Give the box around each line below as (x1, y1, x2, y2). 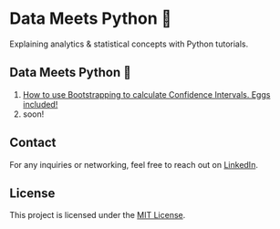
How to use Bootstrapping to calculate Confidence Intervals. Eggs (22, 88, 271, 99)
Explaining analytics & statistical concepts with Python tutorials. (9, 38, 249, 49)
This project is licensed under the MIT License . (9, 210, 186, 221)
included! (22, 99, 58, 109)
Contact (9, 135, 57, 151)
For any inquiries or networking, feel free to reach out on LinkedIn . (9, 159, 258, 170)
